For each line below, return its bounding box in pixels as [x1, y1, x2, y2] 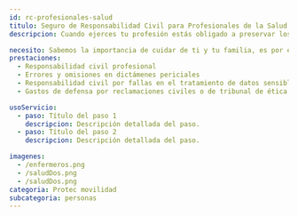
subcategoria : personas [9, 193, 98, 203]
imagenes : [9, 152, 46, 161]
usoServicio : [9, 103, 58, 112]
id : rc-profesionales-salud [9, 12, 114, 22]
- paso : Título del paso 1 [17, 111, 117, 120]
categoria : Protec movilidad [9, 185, 117, 194]
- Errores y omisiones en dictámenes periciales [17, 70, 200, 80]
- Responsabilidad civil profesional [17, 62, 157, 71]
